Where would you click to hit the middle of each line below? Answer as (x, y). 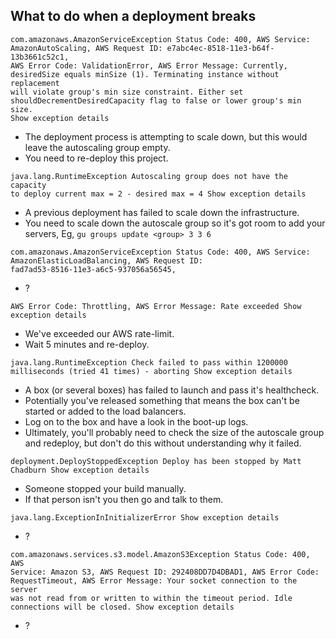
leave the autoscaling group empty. (97, 147)
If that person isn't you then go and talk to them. (124, 499)
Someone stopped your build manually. (105, 488)
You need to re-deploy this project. (96, 158)
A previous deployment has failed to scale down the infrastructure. (162, 212)
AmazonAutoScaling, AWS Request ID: (86, 48)
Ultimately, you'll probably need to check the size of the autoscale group (174, 432)
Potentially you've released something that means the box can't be (162, 400)
